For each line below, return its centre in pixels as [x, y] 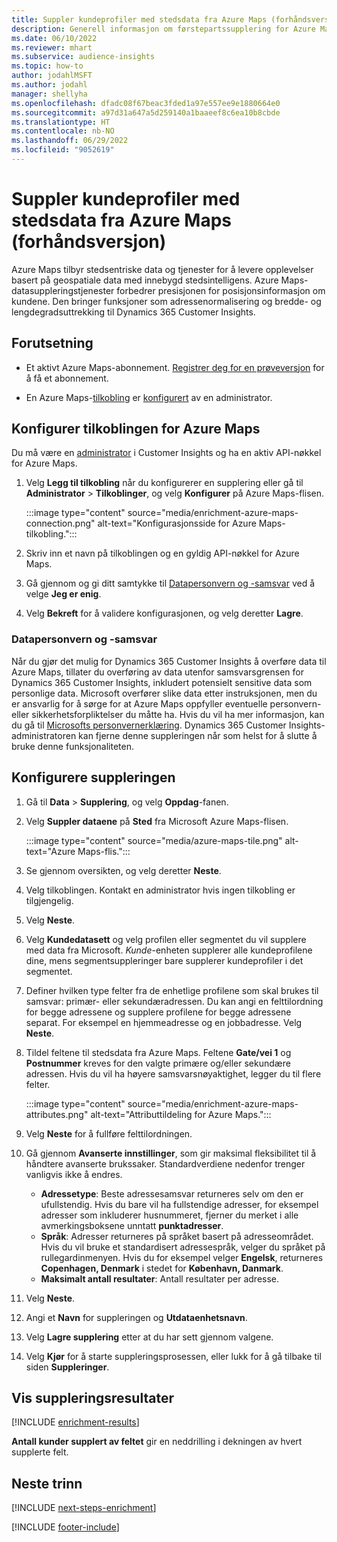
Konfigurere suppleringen [93, 777]
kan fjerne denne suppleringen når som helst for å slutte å [198, 735]
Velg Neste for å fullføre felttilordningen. [109, 1133]
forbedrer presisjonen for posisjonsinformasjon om [221, 290]
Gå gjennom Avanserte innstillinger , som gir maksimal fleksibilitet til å [171, 1153]
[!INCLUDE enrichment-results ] [75, 1422]
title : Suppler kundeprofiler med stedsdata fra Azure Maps [139, 19]
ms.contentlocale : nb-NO [63, 131]
